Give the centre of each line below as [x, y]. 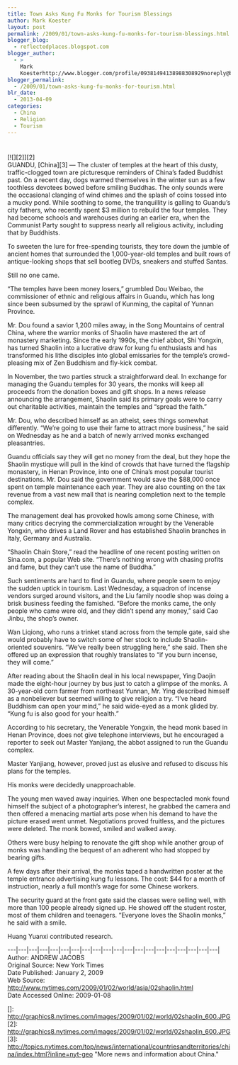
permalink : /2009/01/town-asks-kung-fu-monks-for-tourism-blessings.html [119, 34]
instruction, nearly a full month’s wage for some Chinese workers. [103, 886]
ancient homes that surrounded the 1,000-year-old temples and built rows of [119, 254]
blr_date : [22, 93]
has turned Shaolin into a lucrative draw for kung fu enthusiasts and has [112, 347]
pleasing [20, 363]
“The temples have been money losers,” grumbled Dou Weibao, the [106, 288]
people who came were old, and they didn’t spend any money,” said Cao [113, 611]
